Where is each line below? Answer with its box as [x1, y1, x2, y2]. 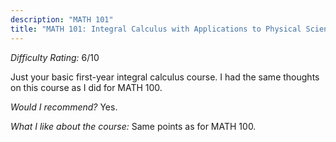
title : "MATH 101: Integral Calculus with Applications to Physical [10, 24, 302, 34]
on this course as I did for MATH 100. [10, 81, 163, 93]
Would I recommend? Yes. [10, 101, 118, 113]
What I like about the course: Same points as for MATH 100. [10, 120, 257, 132]
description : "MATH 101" [10, 14, 114, 25]
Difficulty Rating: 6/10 [10, 51, 100, 63]
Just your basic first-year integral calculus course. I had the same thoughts [10, 71, 320, 83]
